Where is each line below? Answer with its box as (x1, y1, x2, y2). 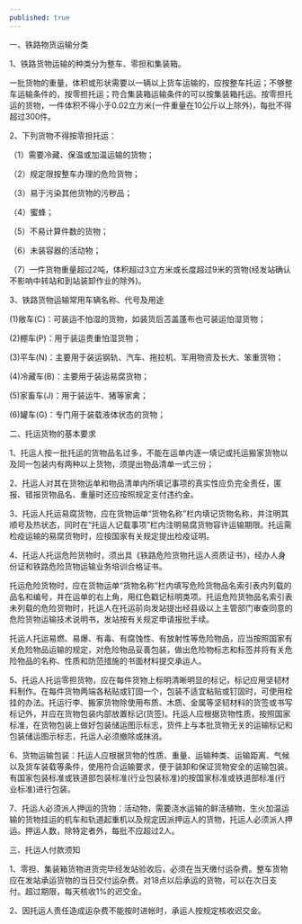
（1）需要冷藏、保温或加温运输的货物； (9, 149, 155, 160)
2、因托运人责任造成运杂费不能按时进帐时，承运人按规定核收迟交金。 (9, 905, 267, 916)
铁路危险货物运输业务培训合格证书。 (32, 561, 167, 571)
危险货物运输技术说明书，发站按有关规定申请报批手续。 (9, 614, 214, 624)
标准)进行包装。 (16, 784, 76, 794)
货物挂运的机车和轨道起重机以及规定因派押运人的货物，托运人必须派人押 (24, 813, 293, 824)
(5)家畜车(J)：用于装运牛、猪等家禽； (9, 390, 148, 400)
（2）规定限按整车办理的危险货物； (9, 168, 141, 179)
